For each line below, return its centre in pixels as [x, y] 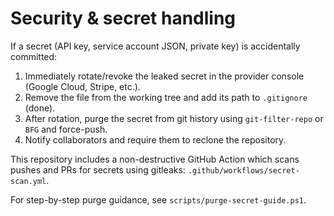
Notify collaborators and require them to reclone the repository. [155, 139]
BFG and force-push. [66, 129]
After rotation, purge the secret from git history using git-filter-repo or [174, 118]
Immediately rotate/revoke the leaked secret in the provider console [164, 76]
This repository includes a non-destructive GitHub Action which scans [155, 159]
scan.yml [28, 181]
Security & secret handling [123, 18]
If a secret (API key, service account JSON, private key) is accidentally [155, 46]
